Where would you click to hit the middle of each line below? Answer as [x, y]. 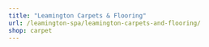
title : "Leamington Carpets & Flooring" [78, 16]
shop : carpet [30, 30]
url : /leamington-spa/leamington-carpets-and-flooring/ [104, 23]
